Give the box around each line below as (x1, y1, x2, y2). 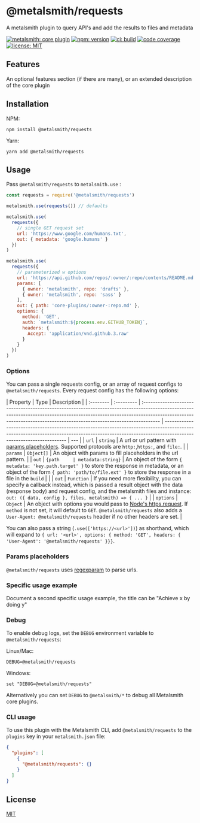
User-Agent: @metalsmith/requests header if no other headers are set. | (6, 513, 182, 521)
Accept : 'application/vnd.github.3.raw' (27, 331, 130, 337)
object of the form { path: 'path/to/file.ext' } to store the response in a (6, 468, 191, 476)
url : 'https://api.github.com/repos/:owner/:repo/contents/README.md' (17, 274, 196, 281)
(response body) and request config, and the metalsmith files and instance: (6, 488, 192, 495)
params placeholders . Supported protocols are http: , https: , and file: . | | (6, 443, 189, 450)
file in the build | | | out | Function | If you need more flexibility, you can (6, 475, 181, 482)
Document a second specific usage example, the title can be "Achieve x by (6, 594, 190, 601)
